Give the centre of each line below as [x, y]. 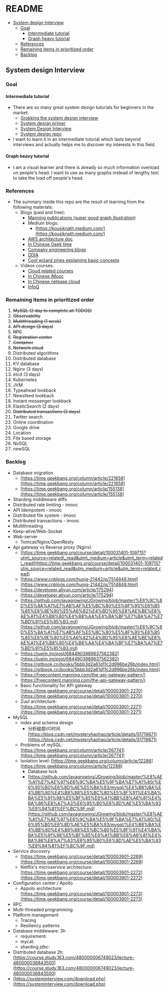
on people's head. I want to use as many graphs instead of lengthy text [86, 173]
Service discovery [31, 851]
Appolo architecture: [41, 888]
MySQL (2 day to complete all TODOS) [52, 311]
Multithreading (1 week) [37, 321]
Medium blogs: [43, 223]
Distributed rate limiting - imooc [45, 505]
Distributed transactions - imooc [46, 520]
